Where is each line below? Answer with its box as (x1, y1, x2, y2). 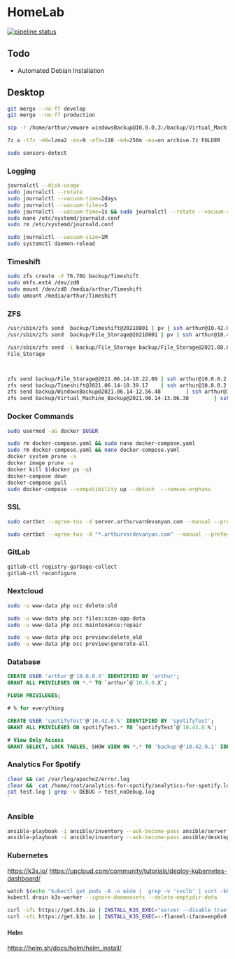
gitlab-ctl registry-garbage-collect (7, 563, 117, 570)
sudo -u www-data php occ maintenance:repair (7, 621, 142, 628)
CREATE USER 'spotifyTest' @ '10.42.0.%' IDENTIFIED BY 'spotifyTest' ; (7, 717, 215, 724)
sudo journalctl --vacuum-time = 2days (7, 195, 117, 202)
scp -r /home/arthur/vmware (7, 124, 90, 132)
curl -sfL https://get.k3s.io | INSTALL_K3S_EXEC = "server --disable (7, 906, 211, 914)
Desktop (7, 87, 45, 99)
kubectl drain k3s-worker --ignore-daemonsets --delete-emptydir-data (7, 894, 218, 901)
